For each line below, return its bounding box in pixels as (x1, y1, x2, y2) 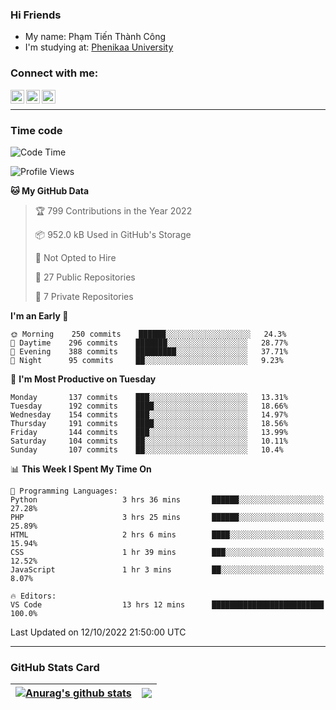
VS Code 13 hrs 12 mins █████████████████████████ (10, 599, 325, 610)
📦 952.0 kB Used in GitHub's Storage (34, 228, 192, 240)
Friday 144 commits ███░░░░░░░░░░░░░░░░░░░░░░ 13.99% (10, 427, 288, 437)
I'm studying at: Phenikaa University (24, 41, 174, 53)
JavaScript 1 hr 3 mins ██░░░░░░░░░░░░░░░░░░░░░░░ (10, 564, 325, 575)
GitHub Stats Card (10, 660, 100, 674)
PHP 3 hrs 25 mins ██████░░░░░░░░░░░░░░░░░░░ (10, 512, 325, 522)
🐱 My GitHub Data (10, 184, 90, 197)
